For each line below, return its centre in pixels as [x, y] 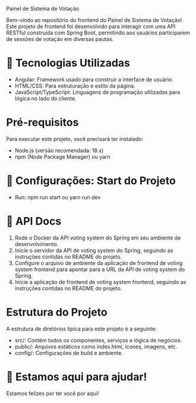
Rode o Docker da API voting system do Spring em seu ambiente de [98, 238]
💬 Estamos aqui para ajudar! [77, 377]
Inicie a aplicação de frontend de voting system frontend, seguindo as [100, 282]
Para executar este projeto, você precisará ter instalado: [75, 138]
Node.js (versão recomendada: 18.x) [59, 150]
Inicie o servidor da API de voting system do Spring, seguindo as [94, 250]
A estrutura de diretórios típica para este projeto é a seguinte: [81, 329]
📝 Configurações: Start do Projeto [91, 181]
